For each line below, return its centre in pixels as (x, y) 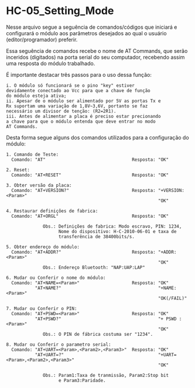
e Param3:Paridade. (82, 380)
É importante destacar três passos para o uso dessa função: (79, 75)
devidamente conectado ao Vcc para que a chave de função (78, 90)
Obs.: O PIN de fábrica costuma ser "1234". (98, 334)
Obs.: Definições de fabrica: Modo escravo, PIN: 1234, (112, 226)
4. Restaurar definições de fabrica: (52, 211)
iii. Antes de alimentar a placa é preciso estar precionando (83, 116)
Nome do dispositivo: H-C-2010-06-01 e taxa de (117, 231)
